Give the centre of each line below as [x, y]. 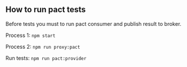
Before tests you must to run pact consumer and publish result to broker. [93, 24]
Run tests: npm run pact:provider [46, 58]
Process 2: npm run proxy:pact [43, 46]
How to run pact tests [46, 10]
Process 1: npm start [31, 35]
